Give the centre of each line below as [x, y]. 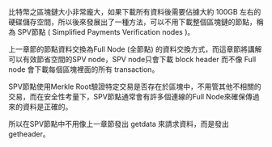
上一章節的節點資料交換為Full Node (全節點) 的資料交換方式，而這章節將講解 [135, 49]
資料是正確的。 [47, 107]
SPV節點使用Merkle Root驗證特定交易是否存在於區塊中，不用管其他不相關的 [135, 86]
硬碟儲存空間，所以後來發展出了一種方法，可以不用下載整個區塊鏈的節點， [132, 22]
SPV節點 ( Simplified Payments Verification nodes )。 [106, 32]
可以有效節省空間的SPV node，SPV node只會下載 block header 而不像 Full [132, 59]
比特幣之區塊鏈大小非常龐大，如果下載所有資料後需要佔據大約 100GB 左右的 [135, 12]
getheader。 [29, 134]
